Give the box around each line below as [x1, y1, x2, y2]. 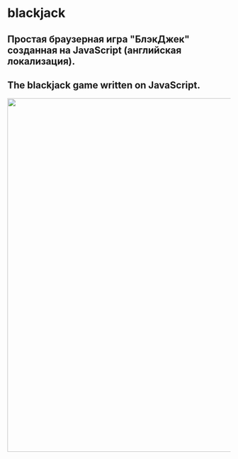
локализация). [7, 55, 76, 67]
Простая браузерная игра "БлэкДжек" [7, 33, 190, 45]
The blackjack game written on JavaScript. [7, 79, 200, 91]
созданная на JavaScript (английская [7, 44, 182, 56]
